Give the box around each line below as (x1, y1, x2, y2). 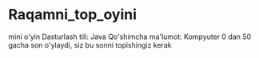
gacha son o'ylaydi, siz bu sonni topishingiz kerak (8, 40, 172, 49)
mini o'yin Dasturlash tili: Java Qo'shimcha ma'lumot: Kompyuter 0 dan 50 (8, 32, 252, 41)
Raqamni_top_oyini (8, 6, 137, 24)
